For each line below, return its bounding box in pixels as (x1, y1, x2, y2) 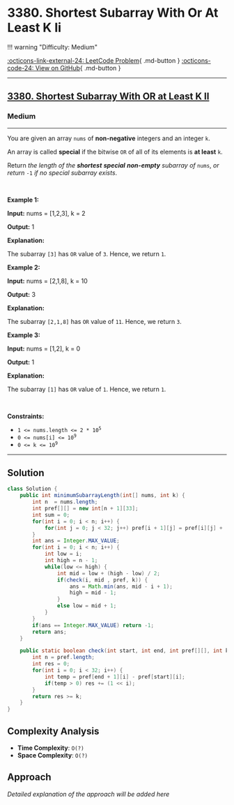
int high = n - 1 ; (44, 557, 98, 564)
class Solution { (7, 485, 58, 493)
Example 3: (7, 330, 40, 339)
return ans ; (32, 628, 68, 635)
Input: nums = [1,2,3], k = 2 (7, 209, 86, 217)
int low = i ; (44, 550, 82, 558)
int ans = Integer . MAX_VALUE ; (32, 538, 120, 545)
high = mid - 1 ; (69, 589, 117, 596)
